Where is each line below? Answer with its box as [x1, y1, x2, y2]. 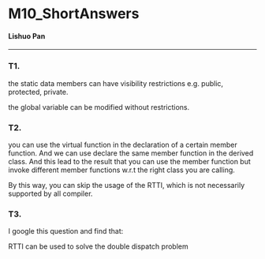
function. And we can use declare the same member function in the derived [8, 148, 254, 158]
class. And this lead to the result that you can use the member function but [8, 156, 251, 166]
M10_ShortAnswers [8, 5, 140, 23]
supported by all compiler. [8, 189, 93, 198]
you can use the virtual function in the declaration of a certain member [8, 140, 238, 149]
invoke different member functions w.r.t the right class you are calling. [8, 165, 235, 175]
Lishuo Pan [8, 31, 46, 40]
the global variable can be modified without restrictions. [8, 102, 190, 111]
